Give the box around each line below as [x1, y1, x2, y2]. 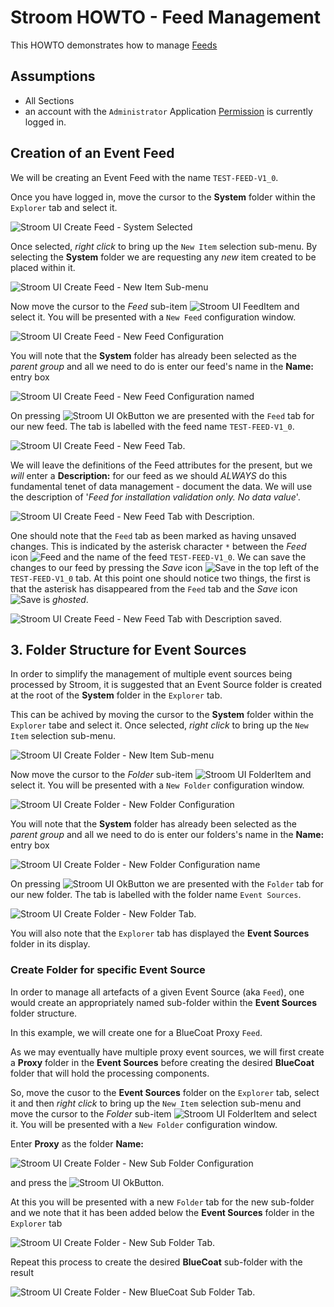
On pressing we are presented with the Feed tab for [10, 409, 315, 421]
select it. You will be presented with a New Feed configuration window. [10, 311, 297, 323]
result [10, 1266, 35, 1278]
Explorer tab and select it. [10, 201, 118, 213]
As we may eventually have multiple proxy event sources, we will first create [10, 1046, 325, 1058]
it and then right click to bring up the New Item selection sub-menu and [10, 1097, 302, 1109]
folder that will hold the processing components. [10, 1067, 210, 1079]
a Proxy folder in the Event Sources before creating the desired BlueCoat [10, 1056, 315, 1068]
